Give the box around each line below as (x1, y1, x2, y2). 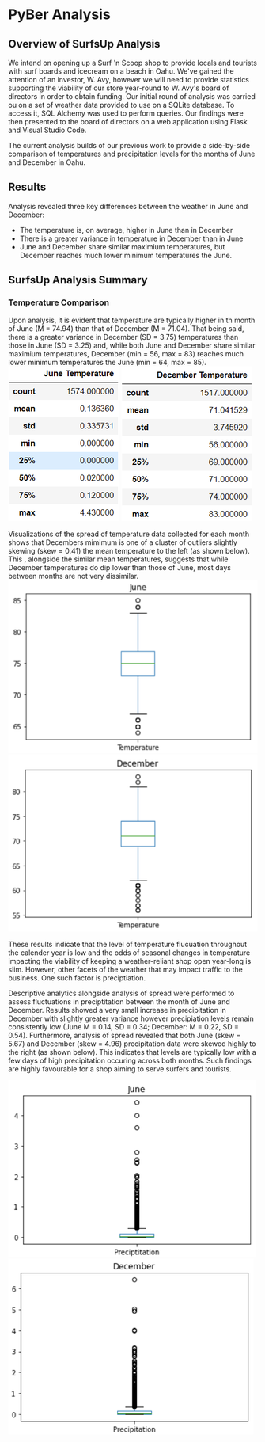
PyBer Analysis (8, 6, 111, 24)
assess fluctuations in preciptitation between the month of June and (8, 997, 231, 1006)
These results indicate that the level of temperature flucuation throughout (8, 940, 248, 949)
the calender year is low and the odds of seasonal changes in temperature (8, 948, 251, 957)
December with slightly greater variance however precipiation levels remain (8, 1014, 255, 1023)
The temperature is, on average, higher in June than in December (19, 225, 233, 234)
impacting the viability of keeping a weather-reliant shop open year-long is (8, 957, 252, 966)
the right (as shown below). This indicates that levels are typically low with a (8, 1048, 257, 1057)
